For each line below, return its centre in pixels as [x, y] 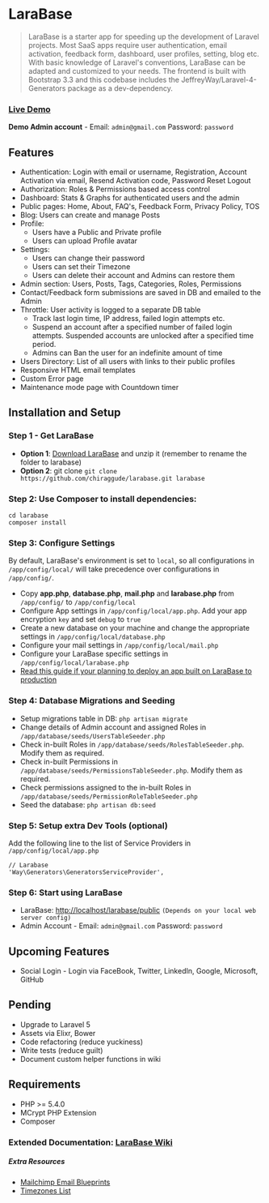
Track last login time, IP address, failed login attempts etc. [128, 319]
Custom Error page [52, 379]
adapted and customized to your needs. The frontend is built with [137, 71]
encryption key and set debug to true [80, 619]
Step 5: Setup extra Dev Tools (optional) [88, 825]
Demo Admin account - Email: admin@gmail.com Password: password [121, 127]
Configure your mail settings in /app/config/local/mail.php [119, 645]
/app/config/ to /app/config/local [78, 602]
